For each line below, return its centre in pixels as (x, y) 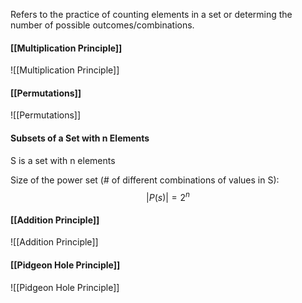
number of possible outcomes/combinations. (102, 25)
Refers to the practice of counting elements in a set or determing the (151, 14)
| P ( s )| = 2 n (168, 196)
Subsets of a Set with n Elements (80, 138)
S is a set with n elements (63, 160)
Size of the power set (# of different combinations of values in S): (145, 180)
